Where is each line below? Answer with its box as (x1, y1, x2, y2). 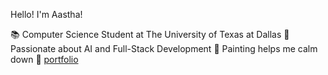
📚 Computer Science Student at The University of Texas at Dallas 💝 (10, 29, 290, 40)
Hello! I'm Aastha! (10, 9, 83, 20)
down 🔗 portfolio (10, 54, 79, 65)
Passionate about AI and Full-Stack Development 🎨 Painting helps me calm (10, 43, 318, 54)
